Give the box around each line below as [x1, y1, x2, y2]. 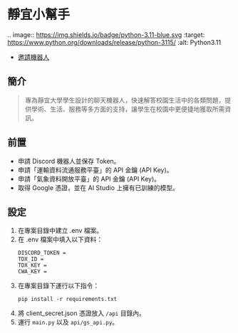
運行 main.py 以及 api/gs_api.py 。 [17, 318, 119, 327]
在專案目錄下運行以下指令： [17, 282, 100, 290]
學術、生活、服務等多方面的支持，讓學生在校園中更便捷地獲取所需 [31, 105, 225, 113]
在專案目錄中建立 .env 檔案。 [17, 226, 103, 235]
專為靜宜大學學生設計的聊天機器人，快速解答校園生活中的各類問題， [24, 95, 225, 104]
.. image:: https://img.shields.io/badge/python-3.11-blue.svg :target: [7, 30, 205, 39]
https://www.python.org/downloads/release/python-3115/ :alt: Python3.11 [7, 38, 222, 46]
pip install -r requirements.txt [17, 296, 118, 303]
